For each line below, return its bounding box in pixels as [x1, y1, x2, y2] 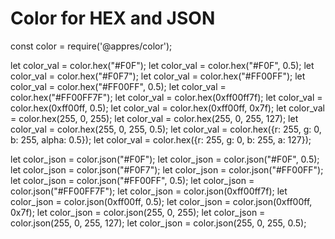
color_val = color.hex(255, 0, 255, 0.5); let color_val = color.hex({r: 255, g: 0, [10, 123, 322, 135]
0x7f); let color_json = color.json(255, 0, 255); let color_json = [10, 206, 266, 218]
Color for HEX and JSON [10, 7, 216, 30]
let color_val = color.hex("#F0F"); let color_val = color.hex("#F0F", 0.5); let [10, 59, 315, 71]
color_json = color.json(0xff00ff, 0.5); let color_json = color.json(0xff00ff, [10, 195, 313, 207]
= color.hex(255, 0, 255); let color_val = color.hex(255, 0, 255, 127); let [10, 112, 299, 124]
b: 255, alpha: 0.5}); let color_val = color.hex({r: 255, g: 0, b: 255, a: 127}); [10, 133, 312, 146]
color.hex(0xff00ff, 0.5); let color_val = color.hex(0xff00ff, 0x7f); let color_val [10, 102, 325, 114]
